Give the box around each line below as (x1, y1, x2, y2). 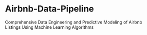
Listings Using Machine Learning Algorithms (5, 24, 94, 30)
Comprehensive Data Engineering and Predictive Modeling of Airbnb (5, 19, 143, 25)
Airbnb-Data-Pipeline (5, 3, 94, 14)
